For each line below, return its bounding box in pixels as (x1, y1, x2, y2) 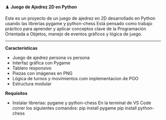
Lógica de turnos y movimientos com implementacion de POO (12, 76, 139, 81)
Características (5, 45, 38, 51)
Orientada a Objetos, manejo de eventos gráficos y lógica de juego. (5, 31, 142, 37)
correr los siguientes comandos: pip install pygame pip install (12, 105, 137, 111)
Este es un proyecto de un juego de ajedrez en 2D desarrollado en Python (5, 15, 156, 21)
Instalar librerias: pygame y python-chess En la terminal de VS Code (12, 100, 152, 106)
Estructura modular (12, 81, 52, 87)
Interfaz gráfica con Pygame (12, 60, 71, 65)
